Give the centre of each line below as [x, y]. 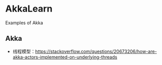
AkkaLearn [29, 9]
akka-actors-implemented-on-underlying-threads [65, 57]
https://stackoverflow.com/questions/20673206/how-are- [96, 51]
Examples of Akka [24, 23]
